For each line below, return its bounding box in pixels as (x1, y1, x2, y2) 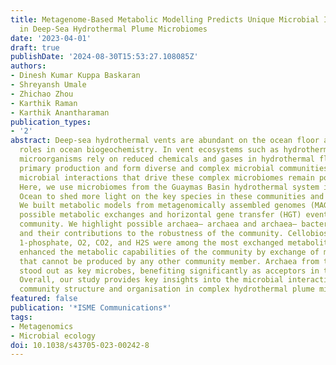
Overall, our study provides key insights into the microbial (19, 275, 284, 285)
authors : (10, 61, 47, 71)
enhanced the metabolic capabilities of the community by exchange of (19, 247, 320, 257)
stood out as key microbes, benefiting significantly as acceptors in (19, 266, 320, 276)
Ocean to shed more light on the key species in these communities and (19, 191, 325, 201)
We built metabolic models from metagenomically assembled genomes (19, 201, 307, 211)
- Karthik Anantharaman (10, 107, 110, 118)
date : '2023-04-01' (10, 33, 92, 43)
